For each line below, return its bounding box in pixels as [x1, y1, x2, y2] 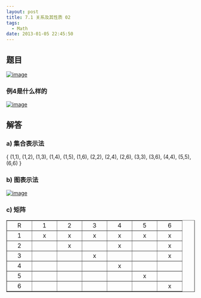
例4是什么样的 [6, 87, 48, 95]
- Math [11, 25, 28, 32]
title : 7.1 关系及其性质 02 [6, 14, 71, 20]
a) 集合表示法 [6, 139, 45, 147]
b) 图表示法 [6, 175, 39, 184]
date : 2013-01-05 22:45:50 [6, 31, 74, 37]
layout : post [6, 8, 39, 15]
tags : [6, 20, 20, 26]
